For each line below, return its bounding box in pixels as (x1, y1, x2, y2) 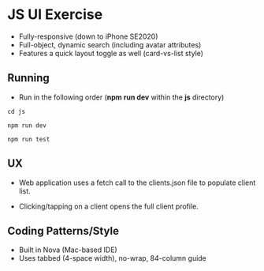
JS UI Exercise (7, 6, 103, 24)
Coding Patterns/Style (7, 224, 120, 238)
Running (7, 71, 50, 85)
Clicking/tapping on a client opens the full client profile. (18, 201, 199, 211)
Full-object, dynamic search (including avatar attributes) (18, 40, 202, 49)
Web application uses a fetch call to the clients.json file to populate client (18, 178, 256, 187)
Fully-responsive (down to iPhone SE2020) (18, 32, 158, 41)
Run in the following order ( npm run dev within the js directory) (18, 92, 225, 102)
